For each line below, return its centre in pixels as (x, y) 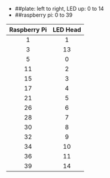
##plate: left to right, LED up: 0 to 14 (59, 9)
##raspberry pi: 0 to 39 (44, 15)
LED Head (67, 30)
